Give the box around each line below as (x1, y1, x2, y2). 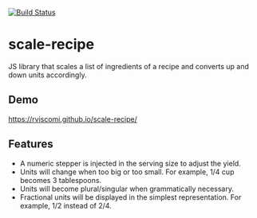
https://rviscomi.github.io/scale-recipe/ (8, 114, 138, 123)
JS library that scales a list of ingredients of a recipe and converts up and (8, 61, 249, 71)
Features (8, 138, 53, 151)
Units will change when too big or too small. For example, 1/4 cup (19, 167, 235, 177)
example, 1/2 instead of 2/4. (19, 200, 112, 210)
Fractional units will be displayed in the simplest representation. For (19, 192, 242, 202)
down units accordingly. (8, 70, 87, 80)
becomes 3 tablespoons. (19, 175, 102, 185)
